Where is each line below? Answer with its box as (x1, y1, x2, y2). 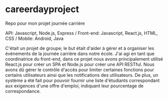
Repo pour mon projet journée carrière (5, 20, 85, 26)
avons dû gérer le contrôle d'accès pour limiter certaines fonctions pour (5, 67, 154, 73)
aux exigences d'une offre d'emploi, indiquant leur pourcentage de (5, 82, 144, 89)
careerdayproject (5, 4, 79, 15)
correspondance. (5, 88, 41, 94)
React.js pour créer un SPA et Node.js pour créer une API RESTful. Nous (5, 61, 155, 67)
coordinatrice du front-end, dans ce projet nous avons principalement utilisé (5, 56, 163, 62)
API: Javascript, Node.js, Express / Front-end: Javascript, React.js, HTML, (5, 30, 158, 36)
